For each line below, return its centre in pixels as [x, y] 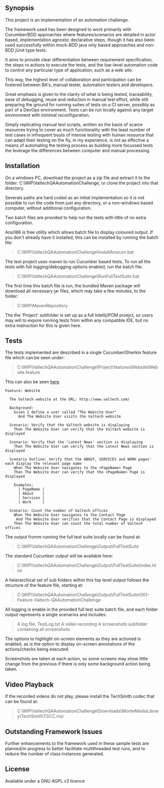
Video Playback [29, 684]
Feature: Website [23, 391]
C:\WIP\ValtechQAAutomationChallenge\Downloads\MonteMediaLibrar [88, 711]
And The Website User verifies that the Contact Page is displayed [86, 519]
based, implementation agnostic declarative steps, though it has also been [80, 40]
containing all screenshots [43, 629]
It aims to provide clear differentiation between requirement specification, [79, 59]
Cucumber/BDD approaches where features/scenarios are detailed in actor [81, 34]
